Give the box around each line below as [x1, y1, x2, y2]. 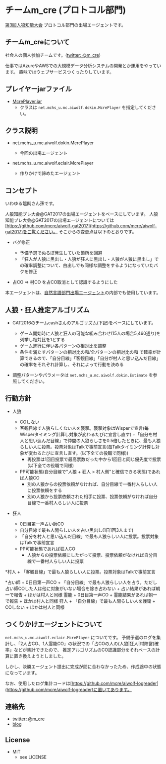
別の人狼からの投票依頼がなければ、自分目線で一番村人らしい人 [27, 481, 158, 487]
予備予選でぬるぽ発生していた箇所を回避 [19, 250, 103, 256]
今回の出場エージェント [19, 150, 68, 156]
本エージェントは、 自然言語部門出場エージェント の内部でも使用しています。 [5, 289, 161, 296]
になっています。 [5, 669, 40, 675]
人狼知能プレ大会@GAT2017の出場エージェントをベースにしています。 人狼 [5, 211, 159, 217]
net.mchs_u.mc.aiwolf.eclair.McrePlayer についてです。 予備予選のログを [5, 634, 157, 640]
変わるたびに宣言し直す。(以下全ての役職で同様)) [28, 450, 129, 456]
